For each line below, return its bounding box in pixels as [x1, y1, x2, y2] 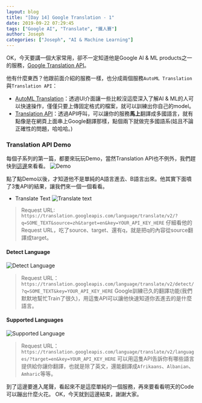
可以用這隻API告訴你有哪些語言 [117, 355, 195, 362]
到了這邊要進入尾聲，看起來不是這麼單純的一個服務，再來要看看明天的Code [6, 382, 194, 390]
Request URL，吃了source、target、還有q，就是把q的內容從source [21, 227, 188, 234]
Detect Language [6, 248, 51, 255]
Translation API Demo [6, 140, 71, 148]
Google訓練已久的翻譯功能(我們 [114, 287, 193, 294]
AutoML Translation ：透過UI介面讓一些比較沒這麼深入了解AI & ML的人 [14, 95, 189, 102]
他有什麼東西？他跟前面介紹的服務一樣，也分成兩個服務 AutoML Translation [6, 75, 192, 81]
